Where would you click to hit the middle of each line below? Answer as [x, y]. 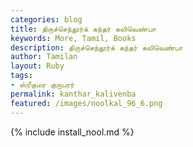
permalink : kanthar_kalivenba [73, 94]
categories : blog [46, 19]
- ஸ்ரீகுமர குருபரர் [42, 85]
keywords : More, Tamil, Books [73, 38]
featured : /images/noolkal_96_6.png [86, 103]
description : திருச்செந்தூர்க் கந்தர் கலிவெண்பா [96, 47]
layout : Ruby [37, 66]
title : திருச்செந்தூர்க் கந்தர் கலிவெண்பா [83, 29]
